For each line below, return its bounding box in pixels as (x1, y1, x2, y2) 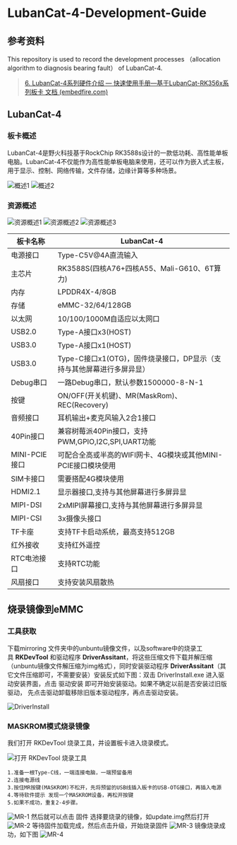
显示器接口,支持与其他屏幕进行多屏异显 (57, 486, 187, 496)
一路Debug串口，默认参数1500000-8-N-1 (57, 377, 204, 387)
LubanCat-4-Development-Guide (7, 5, 207, 21)
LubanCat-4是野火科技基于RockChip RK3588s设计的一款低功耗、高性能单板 (7, 148, 229, 157)
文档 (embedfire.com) (44, 88, 109, 96)
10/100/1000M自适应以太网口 (57, 313, 160, 323)
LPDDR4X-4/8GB (57, 286, 116, 296)
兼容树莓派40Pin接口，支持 (57, 426, 148, 436)
